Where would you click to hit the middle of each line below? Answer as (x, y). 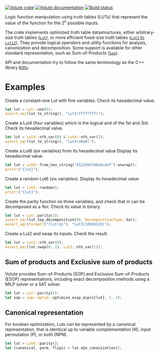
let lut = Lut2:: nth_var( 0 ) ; (34, 242)
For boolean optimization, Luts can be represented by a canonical (70, 324)
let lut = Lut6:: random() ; (32, 187)
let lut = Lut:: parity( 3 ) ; (32, 215)
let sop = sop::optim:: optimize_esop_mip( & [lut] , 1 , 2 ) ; (64, 298)
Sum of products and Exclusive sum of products (79, 262)
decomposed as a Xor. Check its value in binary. (53, 207)
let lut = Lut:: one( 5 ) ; (29, 109)
